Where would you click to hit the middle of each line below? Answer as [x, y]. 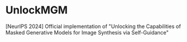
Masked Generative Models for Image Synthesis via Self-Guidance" [87, 32]
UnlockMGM [37, 10]
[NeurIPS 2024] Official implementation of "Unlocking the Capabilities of [93, 26]
